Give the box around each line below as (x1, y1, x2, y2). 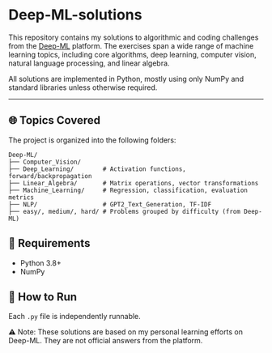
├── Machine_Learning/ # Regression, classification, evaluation (8, 186, 249, 194)
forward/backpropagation (8, 172, 92, 180)
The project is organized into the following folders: (8, 135, 176, 145)
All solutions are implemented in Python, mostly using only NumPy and (8, 74, 244, 83)
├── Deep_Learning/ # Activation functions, (8, 164, 186, 173)
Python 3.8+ (19, 257, 62, 268)
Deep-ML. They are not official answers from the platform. (8, 336, 203, 346)
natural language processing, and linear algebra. (8, 58, 170, 68)
